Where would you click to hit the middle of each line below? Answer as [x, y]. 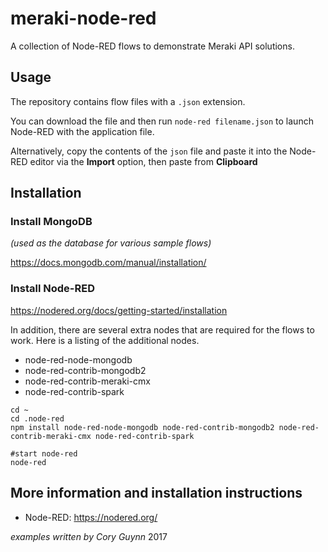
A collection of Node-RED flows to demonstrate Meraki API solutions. [152, 46]
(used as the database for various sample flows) [111, 243]
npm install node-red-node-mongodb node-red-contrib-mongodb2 [142, 427]
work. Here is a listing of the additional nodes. [105, 340]
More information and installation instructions [156, 493]
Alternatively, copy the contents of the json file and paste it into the [149, 151]
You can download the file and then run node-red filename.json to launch [162, 121]
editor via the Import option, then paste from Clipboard [143, 161]
